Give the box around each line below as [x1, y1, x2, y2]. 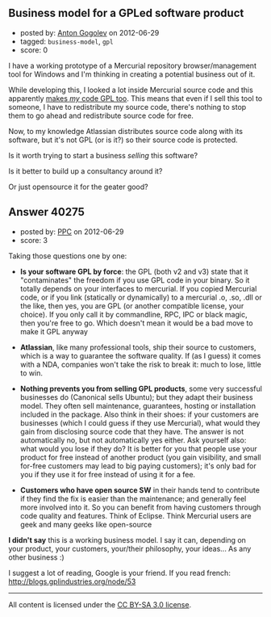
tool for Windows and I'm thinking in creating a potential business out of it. [8, 69, 256, 79]
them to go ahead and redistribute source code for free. [8, 111, 194, 120]
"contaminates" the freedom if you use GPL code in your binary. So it [19, 275, 250, 285]
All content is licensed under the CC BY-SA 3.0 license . [8, 599, 192, 609]
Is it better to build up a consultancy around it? [8, 166, 163, 176]
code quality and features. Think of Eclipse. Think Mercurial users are [19, 510, 252, 520]
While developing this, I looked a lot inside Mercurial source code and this [8, 85, 254, 94]
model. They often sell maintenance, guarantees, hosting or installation [19, 401, 256, 410]
